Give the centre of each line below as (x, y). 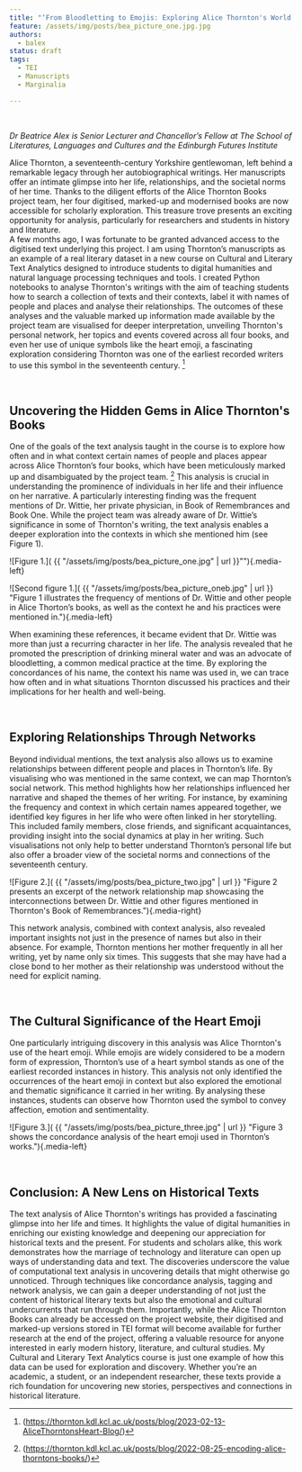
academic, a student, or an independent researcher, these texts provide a (145, 1377)
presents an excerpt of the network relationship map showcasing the (137, 891)
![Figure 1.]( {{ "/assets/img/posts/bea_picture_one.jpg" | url (120, 561)
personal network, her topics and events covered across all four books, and (149, 335)
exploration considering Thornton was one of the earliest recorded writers (147, 354)
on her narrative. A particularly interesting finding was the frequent (133, 495)
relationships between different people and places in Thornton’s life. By (141, 768)
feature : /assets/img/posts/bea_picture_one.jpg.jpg (110, 26)
